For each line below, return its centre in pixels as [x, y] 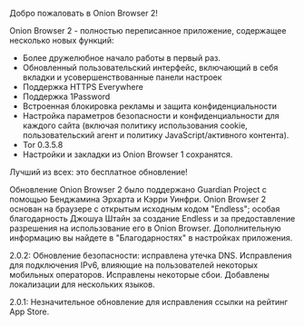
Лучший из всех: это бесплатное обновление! [98, 172]
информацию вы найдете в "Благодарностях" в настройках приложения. [151, 238]
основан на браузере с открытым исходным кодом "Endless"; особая [145, 209]
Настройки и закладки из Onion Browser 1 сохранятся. [127, 154]
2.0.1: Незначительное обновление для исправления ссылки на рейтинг [149, 302]
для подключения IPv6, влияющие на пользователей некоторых [134, 265]
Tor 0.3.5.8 [43, 145]
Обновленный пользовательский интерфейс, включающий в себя [150, 68]
